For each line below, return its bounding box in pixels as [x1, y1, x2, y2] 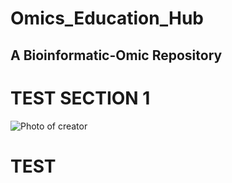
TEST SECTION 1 [10, 87, 151, 109]
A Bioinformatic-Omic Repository [10, 47, 223, 64]
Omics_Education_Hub [10, 7, 204, 30]
